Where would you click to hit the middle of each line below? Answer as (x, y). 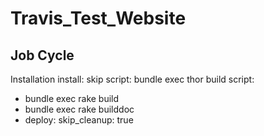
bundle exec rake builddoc (79, 109)
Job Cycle (42, 55)
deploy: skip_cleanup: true (79, 120)
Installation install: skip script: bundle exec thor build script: (132, 79)
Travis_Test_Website (98, 18)
